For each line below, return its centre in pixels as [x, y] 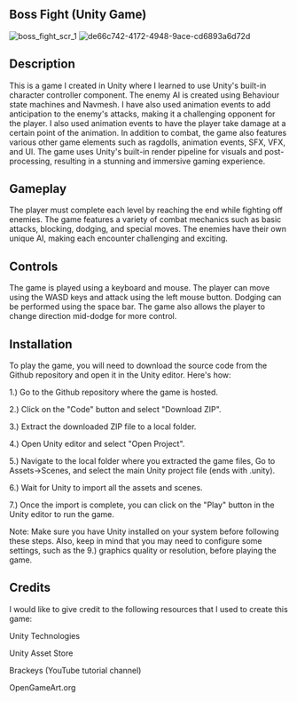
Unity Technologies [45, 635]
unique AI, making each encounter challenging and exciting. [119, 238]
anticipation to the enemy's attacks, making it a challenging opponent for [142, 114]
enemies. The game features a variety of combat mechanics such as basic [145, 219]
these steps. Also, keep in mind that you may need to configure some [136, 541]
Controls [34, 266]
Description [42, 64]
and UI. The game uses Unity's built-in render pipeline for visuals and [136, 151]
